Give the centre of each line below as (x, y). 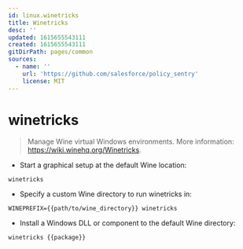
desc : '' (22, 30)
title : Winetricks (38, 23)
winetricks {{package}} (47, 238)
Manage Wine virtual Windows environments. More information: (131, 141)
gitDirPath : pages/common (50, 52)
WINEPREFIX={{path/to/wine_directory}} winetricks (93, 209)
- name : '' (33, 67)
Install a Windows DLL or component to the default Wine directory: (127, 223)
